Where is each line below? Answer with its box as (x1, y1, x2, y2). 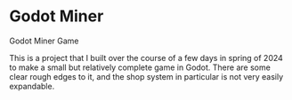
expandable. (9, 81, 55, 91)
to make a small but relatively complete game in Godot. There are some (9, 62, 272, 73)
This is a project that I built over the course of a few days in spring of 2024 (9, 52, 283, 63)
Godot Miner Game (9, 35, 79, 46)
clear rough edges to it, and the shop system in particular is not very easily (9, 71, 284, 81)
